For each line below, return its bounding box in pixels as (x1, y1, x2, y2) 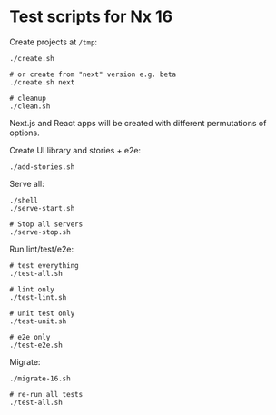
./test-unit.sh (9, 316, 67, 326)
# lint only (9, 284, 54, 294)
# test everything (9, 261, 79, 270)
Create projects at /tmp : (9, 36, 98, 47)
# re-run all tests (9, 390, 84, 399)
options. (9, 127, 41, 138)
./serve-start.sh (9, 203, 75, 212)
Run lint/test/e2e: (9, 243, 74, 254)
